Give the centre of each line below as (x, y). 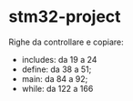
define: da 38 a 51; (56, 69)
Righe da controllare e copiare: (66, 42)
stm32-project (65, 17)
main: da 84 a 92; (55, 78)
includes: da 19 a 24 (59, 59)
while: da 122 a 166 (57, 88)
